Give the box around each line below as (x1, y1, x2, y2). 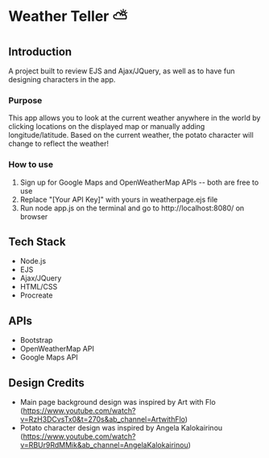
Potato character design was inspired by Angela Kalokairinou (19, 423, 223, 433)
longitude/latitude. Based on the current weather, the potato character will (8, 131, 254, 140)
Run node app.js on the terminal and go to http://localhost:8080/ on (19, 203, 245, 213)
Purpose (8, 94, 43, 106)
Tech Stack (8, 235, 66, 248)
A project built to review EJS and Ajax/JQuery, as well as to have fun (8, 66, 235, 76)
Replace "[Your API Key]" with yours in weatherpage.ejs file (19, 194, 218, 204)
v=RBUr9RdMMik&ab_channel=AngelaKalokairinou (19, 440, 188, 450)
